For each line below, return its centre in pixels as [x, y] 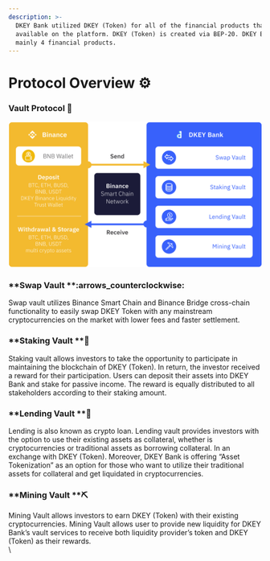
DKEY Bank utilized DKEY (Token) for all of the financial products [133, 25]
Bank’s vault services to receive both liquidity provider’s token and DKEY [129, 533]
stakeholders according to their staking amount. [88, 392]
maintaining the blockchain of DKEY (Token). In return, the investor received [134, 367]
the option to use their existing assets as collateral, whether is [110, 439]
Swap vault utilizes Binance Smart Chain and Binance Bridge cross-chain [129, 303]
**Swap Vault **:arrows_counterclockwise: [96, 286]
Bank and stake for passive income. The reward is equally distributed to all [131, 384]
